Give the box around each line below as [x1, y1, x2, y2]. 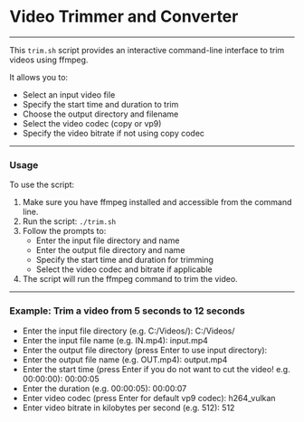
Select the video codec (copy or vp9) [22, 117, 162, 128]
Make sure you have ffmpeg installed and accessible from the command [22, 197, 292, 208]
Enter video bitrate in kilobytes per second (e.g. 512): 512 [22, 402, 235, 413]
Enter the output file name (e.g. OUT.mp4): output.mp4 [22, 354, 228, 365]
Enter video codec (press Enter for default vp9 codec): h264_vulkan [22, 392, 276, 403]
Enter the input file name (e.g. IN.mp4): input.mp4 [22, 334, 208, 345]
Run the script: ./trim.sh [22, 216, 116, 227]
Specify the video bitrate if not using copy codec [22, 127, 205, 138]
